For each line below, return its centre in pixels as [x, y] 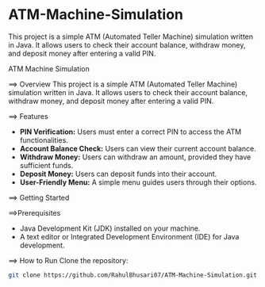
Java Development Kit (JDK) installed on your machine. [110, 228]
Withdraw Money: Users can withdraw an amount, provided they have [135, 157]
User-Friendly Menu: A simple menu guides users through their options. [138, 182]
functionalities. [44, 140]
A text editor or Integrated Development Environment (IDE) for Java [129, 236]
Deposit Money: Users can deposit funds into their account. [118, 174]
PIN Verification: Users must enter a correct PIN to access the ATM [131, 132]
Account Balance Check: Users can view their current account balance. [138, 148]
